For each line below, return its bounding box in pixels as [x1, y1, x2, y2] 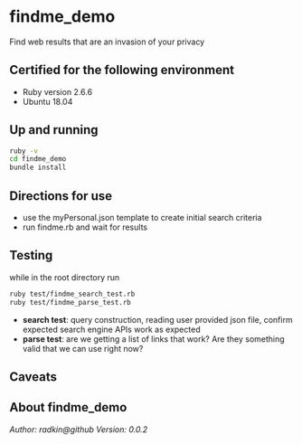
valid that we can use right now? [22, 343, 144, 354]
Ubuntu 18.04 [22, 96, 73, 107]
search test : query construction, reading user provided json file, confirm [22, 314, 293, 325]
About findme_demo [9, 400, 127, 415]
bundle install [9, 163, 67, 173]
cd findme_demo [9, 155, 67, 164]
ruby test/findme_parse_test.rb [9, 298, 131, 307]
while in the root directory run [9, 271, 120, 282]
